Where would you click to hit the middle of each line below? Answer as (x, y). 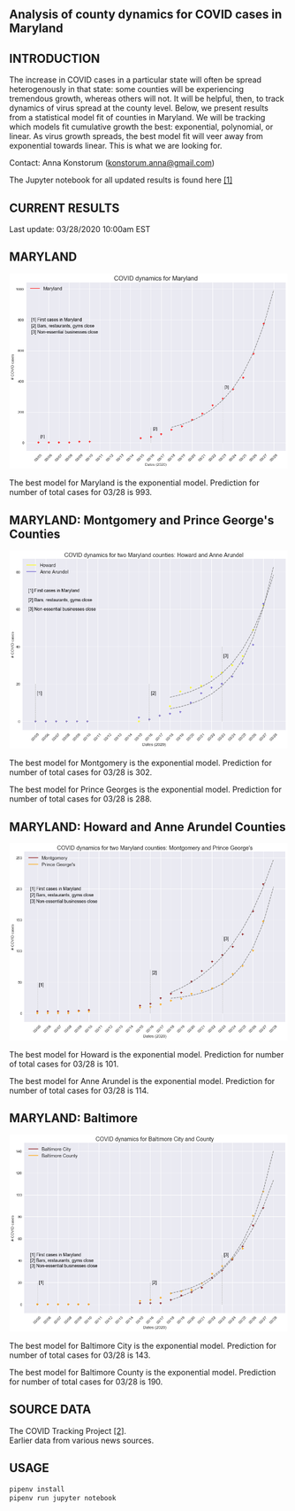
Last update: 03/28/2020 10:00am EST (80, 229)
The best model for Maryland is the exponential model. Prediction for (134, 483)
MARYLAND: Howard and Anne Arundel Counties (147, 827)
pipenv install (37, 1490)
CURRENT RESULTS (64, 208)
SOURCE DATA (50, 1410)
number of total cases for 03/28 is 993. (81, 492)
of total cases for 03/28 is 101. (64, 1064)
